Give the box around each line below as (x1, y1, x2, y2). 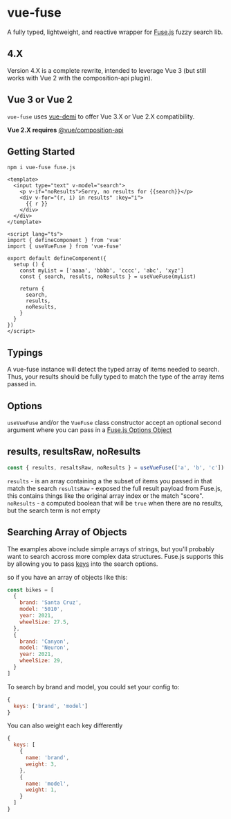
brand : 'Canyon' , (19, 638, 70, 645)
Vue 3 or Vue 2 (7, 94, 73, 105)
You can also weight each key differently (7, 721, 123, 730)
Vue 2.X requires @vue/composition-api (7, 126, 124, 134)
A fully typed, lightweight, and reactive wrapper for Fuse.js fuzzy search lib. (7, 28, 223, 36)
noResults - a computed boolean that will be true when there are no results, (7, 499, 223, 507)
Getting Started (7, 146, 75, 157)
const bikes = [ (7, 586, 54, 594)
